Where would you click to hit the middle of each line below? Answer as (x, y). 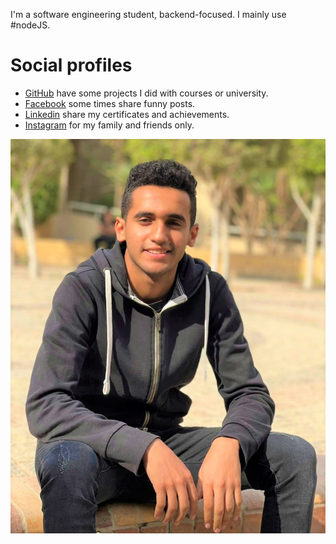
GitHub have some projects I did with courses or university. (146, 93)
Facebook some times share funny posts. (110, 103)
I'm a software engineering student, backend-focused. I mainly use (148, 14)
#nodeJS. (30, 25)
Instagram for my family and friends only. (109, 125)
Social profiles (71, 65)
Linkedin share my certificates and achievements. (127, 114)
